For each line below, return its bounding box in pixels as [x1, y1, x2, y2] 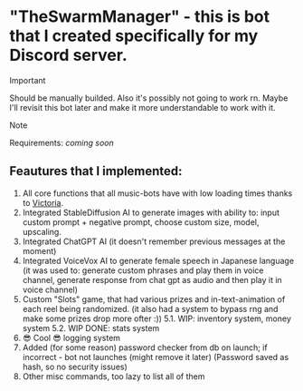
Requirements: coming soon [9, 137, 115, 148]
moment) [22, 245, 57, 256]
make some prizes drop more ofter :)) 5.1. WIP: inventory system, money [22, 313, 292, 324]
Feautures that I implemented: [9, 163, 183, 179]
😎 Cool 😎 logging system [22, 332, 120, 343]
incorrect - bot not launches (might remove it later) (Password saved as [22, 351, 289, 362]
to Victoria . [22, 197, 64, 208]
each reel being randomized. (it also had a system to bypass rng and [22, 303, 279, 314]
